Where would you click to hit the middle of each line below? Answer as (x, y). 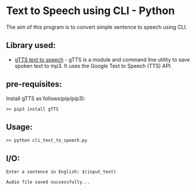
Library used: (31, 45)
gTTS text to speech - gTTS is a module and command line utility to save (102, 59)
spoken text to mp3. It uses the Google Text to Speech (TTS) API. (93, 66)
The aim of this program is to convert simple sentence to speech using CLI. (97, 27)
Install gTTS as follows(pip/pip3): (46, 98)
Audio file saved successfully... (48, 182)
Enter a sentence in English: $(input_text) (61, 172)
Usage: (20, 127)
